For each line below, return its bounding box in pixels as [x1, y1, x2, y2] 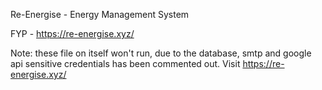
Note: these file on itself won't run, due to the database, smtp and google [10, 47, 312, 59]
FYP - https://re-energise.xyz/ [10, 28, 135, 39]
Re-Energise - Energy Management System [10, 9, 190, 20]
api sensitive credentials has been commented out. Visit [10, 58, 241, 69]
